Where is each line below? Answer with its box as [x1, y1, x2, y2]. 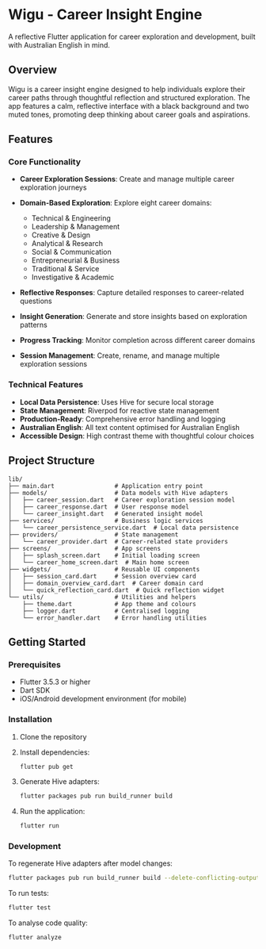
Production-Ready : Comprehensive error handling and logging [19, 414, 226, 424]
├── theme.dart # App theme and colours [22, 600, 196, 608]
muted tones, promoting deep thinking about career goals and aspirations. [8, 109, 251, 119]
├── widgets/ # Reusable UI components [8, 565, 200, 573]
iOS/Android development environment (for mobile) [19, 694, 188, 704]
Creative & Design [31, 230, 91, 240]
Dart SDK [19, 686, 51, 695]
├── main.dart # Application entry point [8, 482, 203, 490]
